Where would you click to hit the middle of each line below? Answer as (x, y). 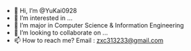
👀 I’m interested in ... (43, 18)
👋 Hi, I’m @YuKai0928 (45, 11)
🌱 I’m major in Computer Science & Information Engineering (99, 25)
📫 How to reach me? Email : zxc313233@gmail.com (89, 40)
